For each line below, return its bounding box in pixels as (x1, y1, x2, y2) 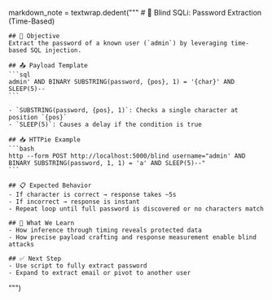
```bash (8, 145, 35, 153)
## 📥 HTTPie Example (8, 136, 81, 144)
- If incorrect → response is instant (8, 198, 140, 206)
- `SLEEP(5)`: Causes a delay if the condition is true (8, 120, 202, 128)
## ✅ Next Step (8, 254, 62, 263)
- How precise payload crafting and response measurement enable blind (8, 233, 257, 241)
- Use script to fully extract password (8, 262, 148, 270)
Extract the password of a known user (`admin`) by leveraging (8, 39, 228, 47)
